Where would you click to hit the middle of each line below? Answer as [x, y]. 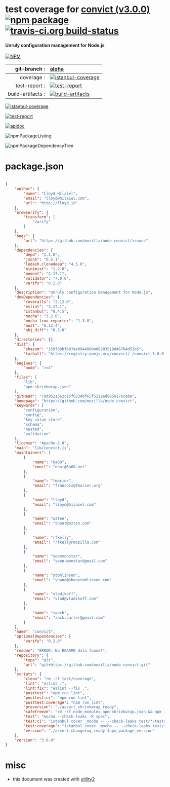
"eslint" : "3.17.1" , [45, 307]
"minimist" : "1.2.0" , [46, 269]
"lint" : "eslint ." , [45, 684]
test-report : [30, 86]
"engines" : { [28, 363]
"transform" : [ [39, 217]
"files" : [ [26, 378]
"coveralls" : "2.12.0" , [48, 302]
